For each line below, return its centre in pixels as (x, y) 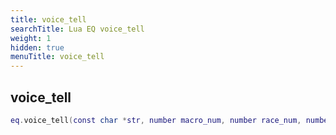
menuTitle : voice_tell (57, 57)
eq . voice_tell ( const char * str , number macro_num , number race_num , (156, 120)
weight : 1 (31, 38)
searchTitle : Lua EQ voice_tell (77, 29)
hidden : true (37, 47)
